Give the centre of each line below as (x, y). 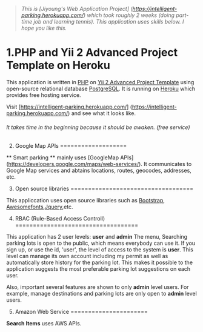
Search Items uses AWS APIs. (44, 324)
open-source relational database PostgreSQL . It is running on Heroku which (101, 88)
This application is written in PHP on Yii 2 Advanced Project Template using (100, 82)
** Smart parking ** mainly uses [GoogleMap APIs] (70, 158)
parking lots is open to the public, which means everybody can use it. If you (101, 243)
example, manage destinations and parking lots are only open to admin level (101, 294)
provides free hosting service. (44, 95)
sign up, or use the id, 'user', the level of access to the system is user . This (100, 250)
